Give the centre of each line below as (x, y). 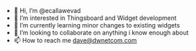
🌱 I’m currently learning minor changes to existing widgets (97, 25)
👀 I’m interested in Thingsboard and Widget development (95, 18)
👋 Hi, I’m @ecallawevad (47, 11)
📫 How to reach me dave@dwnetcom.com (75, 40)
